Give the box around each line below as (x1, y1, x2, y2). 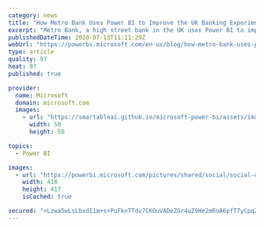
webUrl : (8, 41, 34, 49)
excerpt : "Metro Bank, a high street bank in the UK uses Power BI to (8, 26, 244, 34)
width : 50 (28, 121, 61, 129)
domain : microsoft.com (15, 99, 90, 107)
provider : (8, 84, 41, 92)
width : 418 (22, 178, 58, 186)
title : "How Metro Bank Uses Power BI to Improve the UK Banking (8, 19, 226, 27)
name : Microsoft (15, 91, 68, 99)
